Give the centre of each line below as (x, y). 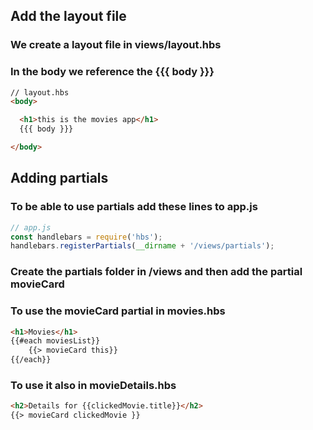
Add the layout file (68, 16)
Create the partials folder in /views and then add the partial (156, 272)
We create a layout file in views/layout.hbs (116, 45)
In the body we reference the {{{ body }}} (112, 72)
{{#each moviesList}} (55, 341)
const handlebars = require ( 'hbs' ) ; (86, 237)
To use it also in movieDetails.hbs (93, 385)
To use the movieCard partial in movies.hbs (118, 311)
